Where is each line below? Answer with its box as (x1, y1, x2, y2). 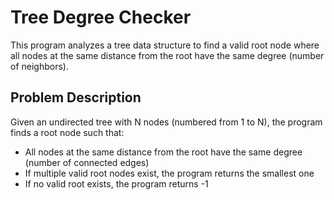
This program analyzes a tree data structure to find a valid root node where (10, 39, 320, 51)
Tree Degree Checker (10, 6, 192, 29)
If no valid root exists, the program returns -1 (24, 177, 209, 190)
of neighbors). (10, 60, 69, 72)
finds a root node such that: (10, 126, 125, 138)
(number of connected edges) (24, 156, 150, 168)
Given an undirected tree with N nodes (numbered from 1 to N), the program (10, 116, 323, 128)
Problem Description (10, 89, 142, 106)
